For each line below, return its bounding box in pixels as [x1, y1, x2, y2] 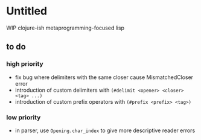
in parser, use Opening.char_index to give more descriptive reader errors [14, 127, 196, 134]
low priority [6, 113, 41, 121]
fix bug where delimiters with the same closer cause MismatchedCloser [14, 74, 194, 81]
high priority [6, 60, 43, 68]
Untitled [6, 4, 48, 18]
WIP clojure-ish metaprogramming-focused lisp [6, 24, 125, 31]
